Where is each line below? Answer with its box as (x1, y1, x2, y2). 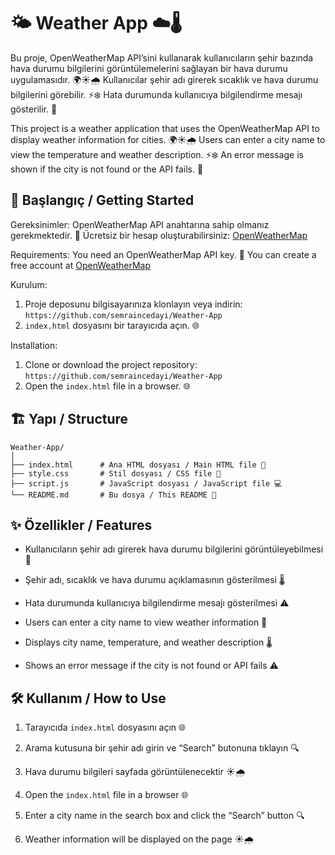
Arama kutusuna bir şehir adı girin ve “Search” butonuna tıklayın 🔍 (24, 742, 300, 754)
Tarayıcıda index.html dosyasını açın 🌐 (24, 721, 187, 734)
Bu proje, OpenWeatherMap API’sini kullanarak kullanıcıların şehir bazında (10, 51, 314, 64)
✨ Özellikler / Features (10, 516, 153, 534)
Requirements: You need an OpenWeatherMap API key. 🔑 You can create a (10, 248, 317, 260)
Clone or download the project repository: (24, 358, 198, 370)
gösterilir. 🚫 (10, 103, 58, 115)
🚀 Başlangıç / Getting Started (10, 192, 195, 209)
